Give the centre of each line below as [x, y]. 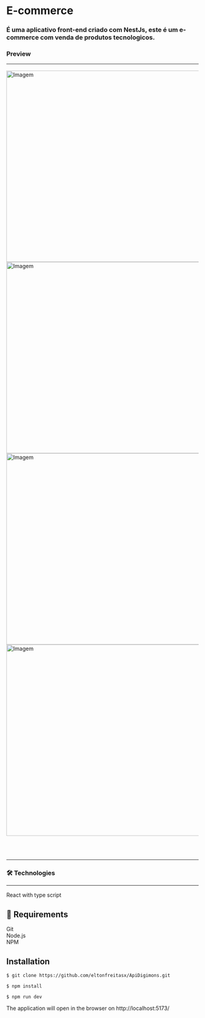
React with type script [34, 895]
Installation [28, 961]
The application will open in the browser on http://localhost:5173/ [88, 1008]
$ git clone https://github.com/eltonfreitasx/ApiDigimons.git [88, 976]
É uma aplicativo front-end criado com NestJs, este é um [92, 30]
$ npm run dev [24, 997]
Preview [19, 54]
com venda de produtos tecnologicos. [98, 37]
